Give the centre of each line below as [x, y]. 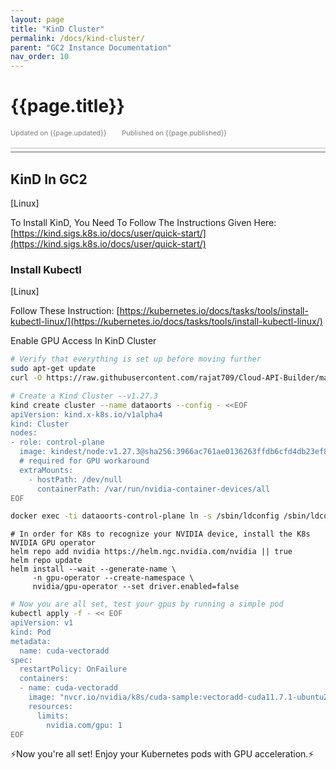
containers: [44, 679]
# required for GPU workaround [84, 461]
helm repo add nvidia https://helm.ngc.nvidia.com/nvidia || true [151, 552]
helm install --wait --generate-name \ [93, 569]
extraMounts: [46, 470]
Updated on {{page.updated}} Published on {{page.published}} [119, 133]
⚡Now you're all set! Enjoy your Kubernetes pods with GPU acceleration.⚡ [162, 754]
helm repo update [46, 561]
